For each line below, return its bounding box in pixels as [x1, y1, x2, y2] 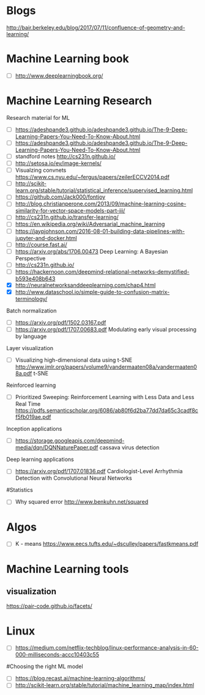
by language [15, 333, 47, 340]
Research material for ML [6, 114, 70, 121]
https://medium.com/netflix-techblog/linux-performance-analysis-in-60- [15, 644, 199, 652]
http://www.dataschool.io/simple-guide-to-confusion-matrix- [15, 288, 170, 295]
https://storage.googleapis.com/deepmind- [15, 437, 125, 444]
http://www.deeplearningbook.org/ [15, 72, 103, 79]
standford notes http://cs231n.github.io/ [15, 153, 116, 160]
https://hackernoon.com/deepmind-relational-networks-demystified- [15, 268, 190, 275]
